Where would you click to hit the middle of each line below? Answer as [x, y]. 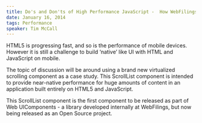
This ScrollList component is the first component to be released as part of [98, 101]
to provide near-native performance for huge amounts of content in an [93, 83]
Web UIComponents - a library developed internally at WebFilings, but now [99, 107]
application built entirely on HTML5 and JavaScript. [70, 89]
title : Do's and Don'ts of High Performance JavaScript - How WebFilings [102, 12]
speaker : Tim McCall [32, 28]
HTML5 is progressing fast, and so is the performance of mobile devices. [97, 46]
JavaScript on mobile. [33, 58]
